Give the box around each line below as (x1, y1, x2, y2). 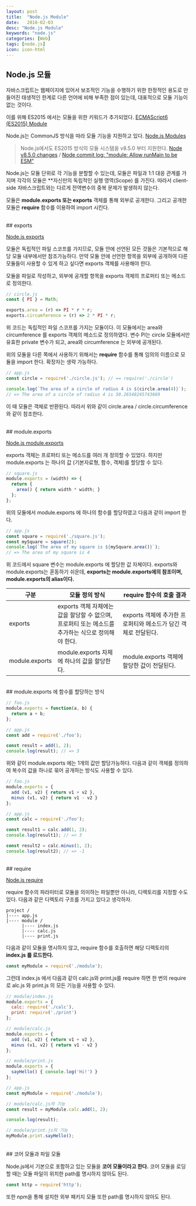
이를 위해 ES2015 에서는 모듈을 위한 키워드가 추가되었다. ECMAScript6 (6, 114, 168, 121)
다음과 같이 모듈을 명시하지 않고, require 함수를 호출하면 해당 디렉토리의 (6, 944, 169, 951)
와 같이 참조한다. (6, 410, 44, 417)
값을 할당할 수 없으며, (57, 611, 113, 619)
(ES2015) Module (6, 120, 48, 127)
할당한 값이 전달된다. (122, 662, 176, 670)
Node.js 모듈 (6, 70, 51, 80)
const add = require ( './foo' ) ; (6, 732, 82, 738)
